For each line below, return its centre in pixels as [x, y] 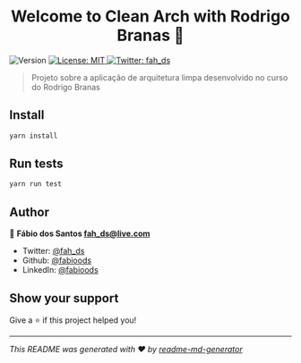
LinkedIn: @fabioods [60, 270]
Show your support [64, 298]
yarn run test [36, 184]
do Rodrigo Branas [66, 87]
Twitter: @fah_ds [53, 251]
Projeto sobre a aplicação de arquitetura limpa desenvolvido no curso [159, 77]
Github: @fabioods [57, 260]
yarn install [34, 136]
